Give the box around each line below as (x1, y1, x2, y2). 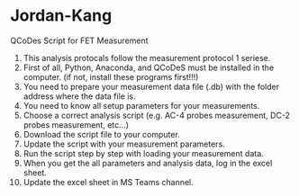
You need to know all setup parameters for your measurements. (23, 100, 260, 111)
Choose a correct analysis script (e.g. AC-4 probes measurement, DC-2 (23, 110, 291, 120)
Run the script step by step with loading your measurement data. (23, 147, 264, 158)
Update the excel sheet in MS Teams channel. (23, 176, 195, 187)
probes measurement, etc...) (23, 119, 130, 130)
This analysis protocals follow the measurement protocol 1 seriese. (23, 52, 271, 63)
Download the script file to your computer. (23, 129, 181, 139)
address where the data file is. (23, 91, 136, 102)
